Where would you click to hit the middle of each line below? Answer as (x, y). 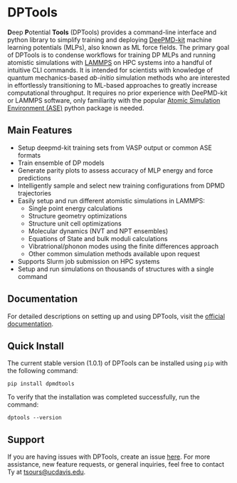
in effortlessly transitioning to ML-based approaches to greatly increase (112, 85)
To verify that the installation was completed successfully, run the (104, 397)
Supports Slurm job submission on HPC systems (89, 261)
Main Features (40, 130)
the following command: (43, 371)
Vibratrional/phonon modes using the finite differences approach (123, 246)
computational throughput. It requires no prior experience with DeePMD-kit (117, 93)
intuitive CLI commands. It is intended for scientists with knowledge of (110, 70)
